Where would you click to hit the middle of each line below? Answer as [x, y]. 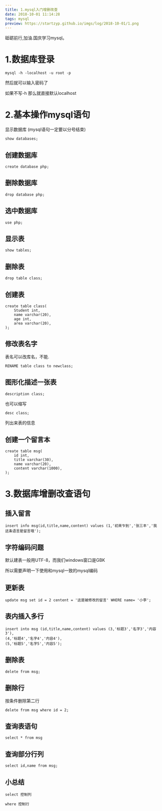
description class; [25, 394]
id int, [22, 456]
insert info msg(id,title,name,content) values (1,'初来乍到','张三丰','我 [81, 526]
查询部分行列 [24, 754]
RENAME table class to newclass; [39, 366]
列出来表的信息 [20, 423]
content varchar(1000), [38, 468]
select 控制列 [18, 794]
